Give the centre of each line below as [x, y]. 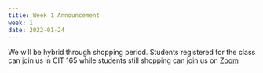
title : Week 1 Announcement [54, 15]
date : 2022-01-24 [37, 30]
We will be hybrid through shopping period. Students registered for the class [132, 53]
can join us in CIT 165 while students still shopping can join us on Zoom [124, 60]
